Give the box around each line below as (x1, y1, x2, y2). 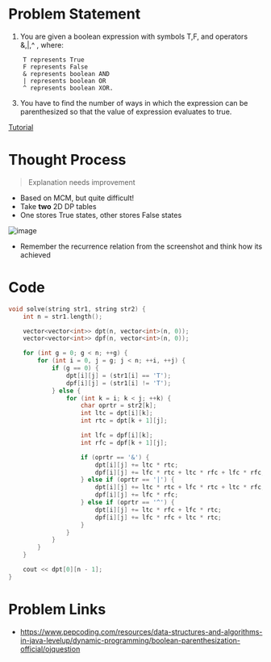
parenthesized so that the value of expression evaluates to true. (19, 107, 232, 116)
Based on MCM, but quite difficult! (19, 193, 135, 203)
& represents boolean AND (23, 69, 110, 78)
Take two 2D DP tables (19, 201, 97, 211)
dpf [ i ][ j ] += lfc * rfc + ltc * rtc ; (94, 513, 222, 522)
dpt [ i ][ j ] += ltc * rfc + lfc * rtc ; (94, 505, 222, 513)
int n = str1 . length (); (23, 312, 103, 321)
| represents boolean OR (23, 77, 106, 85)
